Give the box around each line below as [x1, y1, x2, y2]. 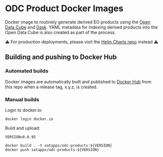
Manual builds [5, 96, 40, 103]
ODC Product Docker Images [5, 3, 123, 14]
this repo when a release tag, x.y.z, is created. [5, 84, 98, 90]
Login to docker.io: [5, 107, 43, 113]
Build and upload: [5, 125, 41, 131]
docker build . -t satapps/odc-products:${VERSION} [5, 143, 112, 148]
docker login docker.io [5, 117, 54, 121]
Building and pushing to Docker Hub [5, 53, 117, 61]
